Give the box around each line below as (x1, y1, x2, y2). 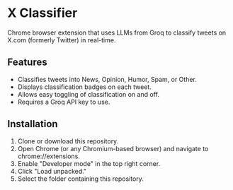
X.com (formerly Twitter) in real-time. (7, 35, 116, 44)
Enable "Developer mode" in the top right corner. (17, 159, 161, 167)
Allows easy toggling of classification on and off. (17, 90, 159, 98)
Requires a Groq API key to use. (17, 97, 110, 106)
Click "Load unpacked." (17, 167, 87, 175)
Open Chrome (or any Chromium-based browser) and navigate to (17, 144, 209, 153)
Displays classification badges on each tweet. (17, 83, 152, 91)
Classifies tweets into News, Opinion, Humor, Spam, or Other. (17, 75, 197, 83)
